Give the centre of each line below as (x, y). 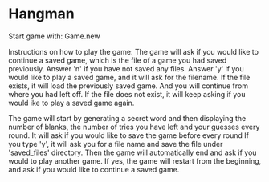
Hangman (41, 14)
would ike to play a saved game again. (71, 103)
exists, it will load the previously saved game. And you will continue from (128, 86)
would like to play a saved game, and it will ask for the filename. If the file (129, 77)
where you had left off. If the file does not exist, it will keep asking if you (127, 94)
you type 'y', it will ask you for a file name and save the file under (116, 144)
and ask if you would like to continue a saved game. (94, 169)
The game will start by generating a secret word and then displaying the (127, 118)
